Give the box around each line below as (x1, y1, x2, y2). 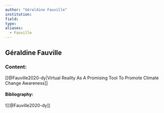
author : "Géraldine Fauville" (5, 7, 68, 12)
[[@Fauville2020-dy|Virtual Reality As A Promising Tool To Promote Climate (5, 75, 159, 81)
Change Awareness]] (5, 80, 48, 86)
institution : (5, 12, 32, 17)
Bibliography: (5, 91, 34, 97)
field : (5, 16, 19, 21)
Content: (5, 63, 27, 70)
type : (5, 21, 16, 26)
